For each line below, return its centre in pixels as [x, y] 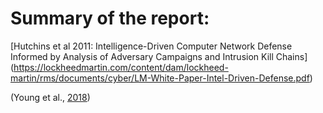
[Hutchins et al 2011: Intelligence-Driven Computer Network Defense [151, 46]
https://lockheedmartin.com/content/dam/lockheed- [121, 67]
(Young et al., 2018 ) [50, 97]
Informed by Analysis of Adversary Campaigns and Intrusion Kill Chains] [159, 56]
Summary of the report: [110, 18]
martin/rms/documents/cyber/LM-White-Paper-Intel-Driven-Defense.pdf [160, 78]
